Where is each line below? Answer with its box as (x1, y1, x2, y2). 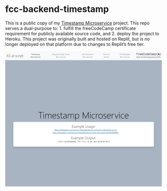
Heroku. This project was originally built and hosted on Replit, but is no (5, 36, 150, 42)
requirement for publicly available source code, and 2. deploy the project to (5, 30, 160, 36)
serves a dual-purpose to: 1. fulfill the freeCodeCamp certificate (5, 25, 136, 31)
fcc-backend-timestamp (5, 3, 109, 15)
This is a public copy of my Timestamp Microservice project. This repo (5, 20, 150, 26)
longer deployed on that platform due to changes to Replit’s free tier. (5, 41, 145, 47)
